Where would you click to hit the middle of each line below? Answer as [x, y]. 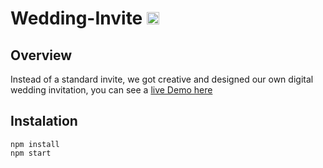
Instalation [44, 121]
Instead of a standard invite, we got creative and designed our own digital [162, 79]
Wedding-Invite [76, 18]
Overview [41, 55]
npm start [31, 153]
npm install [35, 144]
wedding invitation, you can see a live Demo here [111, 90]
